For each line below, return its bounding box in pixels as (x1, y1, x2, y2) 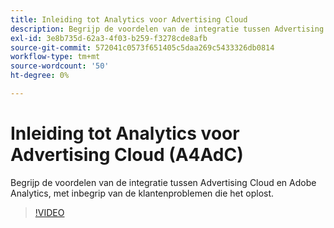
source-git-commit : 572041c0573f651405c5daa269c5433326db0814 (10, 42, 275, 53)
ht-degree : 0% (10, 71, 70, 81)
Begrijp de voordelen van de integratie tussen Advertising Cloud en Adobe (10, 176, 317, 188)
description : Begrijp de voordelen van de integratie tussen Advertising (10, 24, 325, 34)
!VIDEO (34, 206, 65, 218)
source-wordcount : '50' (10, 61, 110, 71)
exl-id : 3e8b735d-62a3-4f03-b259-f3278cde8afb (10, 33, 208, 43)
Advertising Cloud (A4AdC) (10, 144, 244, 166)
